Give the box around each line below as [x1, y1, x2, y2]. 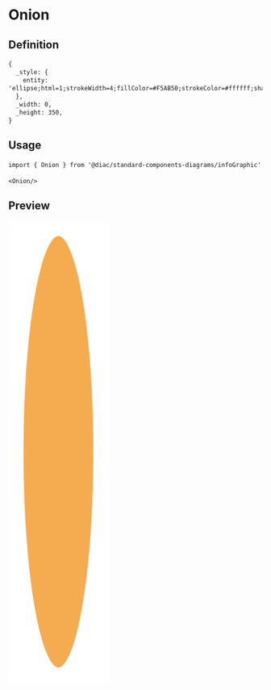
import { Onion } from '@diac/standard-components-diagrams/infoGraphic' [8, 161, 262, 169]
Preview [8, 199, 51, 213]
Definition [8, 38, 59, 52]
